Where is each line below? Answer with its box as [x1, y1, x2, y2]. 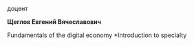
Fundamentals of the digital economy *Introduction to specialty [7, 31, 187, 39]
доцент [7, 5, 28, 12]
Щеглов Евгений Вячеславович [7, 18, 102, 25]
